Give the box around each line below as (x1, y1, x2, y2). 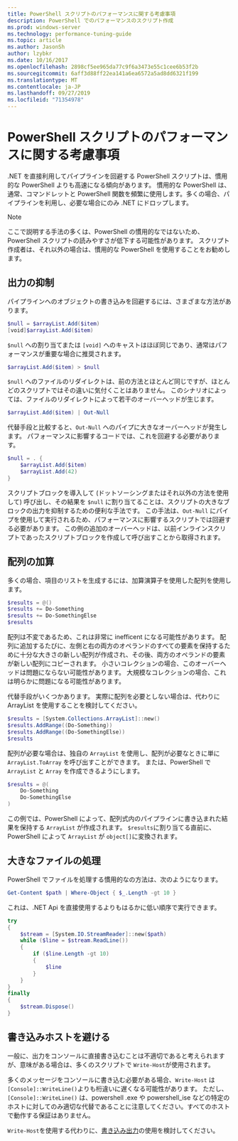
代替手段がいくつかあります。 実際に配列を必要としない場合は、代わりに (7, 692, 220, 701)
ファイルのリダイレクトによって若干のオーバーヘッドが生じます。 (26, 395, 218, 404)
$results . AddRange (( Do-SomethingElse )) (7, 728, 126, 736)
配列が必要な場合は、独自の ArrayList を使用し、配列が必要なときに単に (7, 749, 220, 757)
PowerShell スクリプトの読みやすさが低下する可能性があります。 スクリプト (7, 236, 230, 245)
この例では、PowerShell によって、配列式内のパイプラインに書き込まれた (7, 815, 222, 823)
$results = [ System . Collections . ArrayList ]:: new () (7, 715, 161, 722)
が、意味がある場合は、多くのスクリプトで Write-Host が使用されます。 (7, 1060, 215, 1068)
